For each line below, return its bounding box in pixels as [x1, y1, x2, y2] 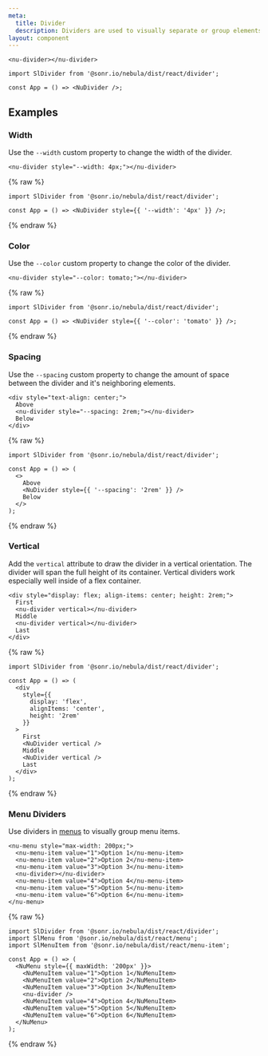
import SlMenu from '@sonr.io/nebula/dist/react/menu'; [8, 935, 198, 943]
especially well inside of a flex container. [8, 576, 142, 586]
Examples [8, 105, 58, 119]
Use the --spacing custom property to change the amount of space [8, 369, 230, 379]
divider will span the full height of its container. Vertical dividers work [8, 567, 235, 577]
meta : [8, 11, 26, 20]
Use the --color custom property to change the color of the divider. [8, 259, 231, 268]
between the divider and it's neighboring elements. [8, 378, 176, 387]
